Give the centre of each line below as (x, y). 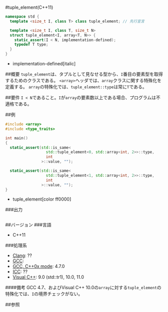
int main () (17, 138)
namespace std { (22, 17)
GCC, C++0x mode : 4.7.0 (39, 266)
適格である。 (18, 104)
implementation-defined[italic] (44, 64)
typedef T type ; (32, 45)
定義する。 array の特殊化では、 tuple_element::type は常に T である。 (76, 87)
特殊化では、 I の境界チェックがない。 (44, 294)
